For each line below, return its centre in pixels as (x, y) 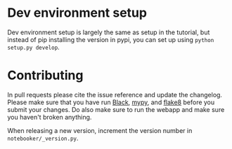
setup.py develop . (33, 47)
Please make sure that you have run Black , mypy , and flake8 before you (111, 102)
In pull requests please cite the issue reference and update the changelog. (115, 94)
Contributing (45, 76)
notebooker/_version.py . (43, 138)
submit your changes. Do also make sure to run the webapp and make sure (116, 109)
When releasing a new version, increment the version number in (100, 130)
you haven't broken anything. (50, 117)
